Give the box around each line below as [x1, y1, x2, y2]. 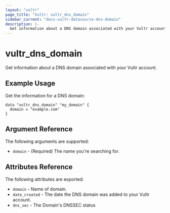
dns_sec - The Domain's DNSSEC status [12, 202, 96, 208]
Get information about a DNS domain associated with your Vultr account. [5, 65, 157, 71]
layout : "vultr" [5, 7, 39, 13]
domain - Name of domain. [12, 186, 67, 192]
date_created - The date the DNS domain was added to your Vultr [12, 191, 150, 197]
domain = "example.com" [10, 107, 60, 112]
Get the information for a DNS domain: [5, 92, 85, 98]
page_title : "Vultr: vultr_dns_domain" [5, 12, 90, 17]
